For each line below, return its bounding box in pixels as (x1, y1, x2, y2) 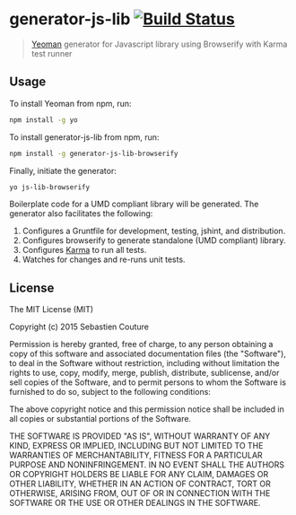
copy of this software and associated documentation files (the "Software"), (9, 348, 287, 359)
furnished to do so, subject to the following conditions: (9, 387, 211, 397)
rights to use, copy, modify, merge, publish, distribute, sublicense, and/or (9, 368, 280, 379)
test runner (30, 48, 73, 58)
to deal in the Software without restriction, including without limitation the (9, 358, 280, 369)
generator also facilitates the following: (9, 208, 153, 219)
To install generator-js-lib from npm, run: (9, 131, 160, 143)
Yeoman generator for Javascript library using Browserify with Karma (30, 39, 288, 49)
